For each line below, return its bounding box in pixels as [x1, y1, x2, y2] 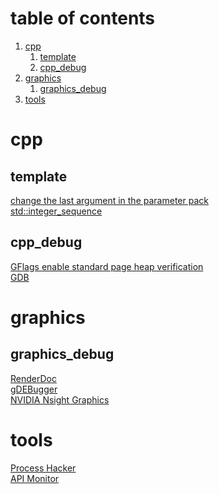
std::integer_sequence [10, 205, 103, 217]
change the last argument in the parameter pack [10, 194, 209, 206]
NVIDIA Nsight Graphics [10, 393, 110, 406]
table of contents [10, 7, 156, 30]
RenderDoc [10, 372, 57, 384]
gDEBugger [10, 383, 58, 395]
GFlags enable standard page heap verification [10, 260, 204, 272]
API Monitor [10, 472, 60, 484]
